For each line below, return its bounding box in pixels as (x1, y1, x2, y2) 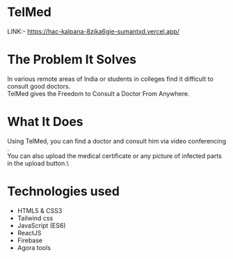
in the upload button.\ (7, 159, 70, 167)
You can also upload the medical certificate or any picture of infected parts (7, 151, 223, 160)
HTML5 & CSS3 (17, 206, 63, 214)
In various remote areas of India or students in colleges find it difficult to (7, 74, 214, 83)
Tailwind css (17, 214, 54, 222)
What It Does (7, 114, 83, 129)
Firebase (17, 236, 43, 244)
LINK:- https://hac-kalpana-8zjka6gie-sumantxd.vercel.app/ (7, 27, 179, 36)
